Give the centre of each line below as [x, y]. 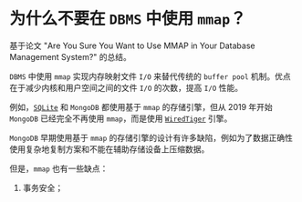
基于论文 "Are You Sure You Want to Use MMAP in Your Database [132, 45]
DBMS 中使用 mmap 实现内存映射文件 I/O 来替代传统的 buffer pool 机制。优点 [151, 76]
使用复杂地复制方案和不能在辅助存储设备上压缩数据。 [109, 149]
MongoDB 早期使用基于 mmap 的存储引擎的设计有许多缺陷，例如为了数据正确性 [151, 137]
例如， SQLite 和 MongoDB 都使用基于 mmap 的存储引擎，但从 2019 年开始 [141, 106]
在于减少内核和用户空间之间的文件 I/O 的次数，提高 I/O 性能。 [126, 87]
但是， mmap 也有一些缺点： [59, 168]
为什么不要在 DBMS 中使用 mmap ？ [128, 19]
